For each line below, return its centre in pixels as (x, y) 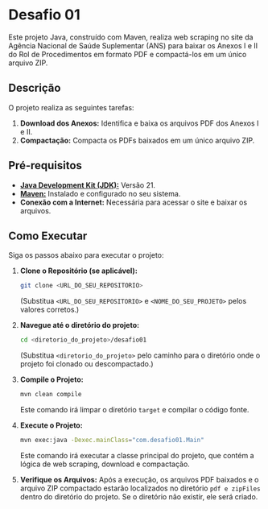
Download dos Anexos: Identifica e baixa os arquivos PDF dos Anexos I (139, 123)
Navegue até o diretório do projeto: (79, 325)
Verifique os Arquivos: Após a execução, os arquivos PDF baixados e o (139, 479)
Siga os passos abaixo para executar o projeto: (86, 255)
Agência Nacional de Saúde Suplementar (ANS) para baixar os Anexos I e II (133, 45)
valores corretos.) (49, 310)
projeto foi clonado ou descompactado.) (87, 364)
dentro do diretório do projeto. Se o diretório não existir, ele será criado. (139, 496)
